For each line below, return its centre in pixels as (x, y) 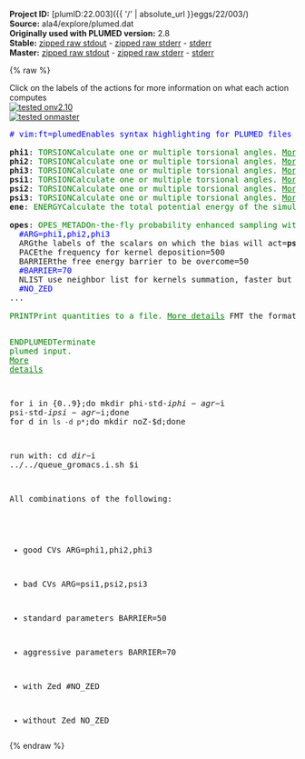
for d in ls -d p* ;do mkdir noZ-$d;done (98, 421)
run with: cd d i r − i (53, 456)
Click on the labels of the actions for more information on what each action (149, 88)
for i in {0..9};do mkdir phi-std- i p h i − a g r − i (117, 403)
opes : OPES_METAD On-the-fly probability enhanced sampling (144, 225)
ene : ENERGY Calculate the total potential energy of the (139, 207)
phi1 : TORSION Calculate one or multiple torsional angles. (144, 152)
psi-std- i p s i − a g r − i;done (69, 412)
